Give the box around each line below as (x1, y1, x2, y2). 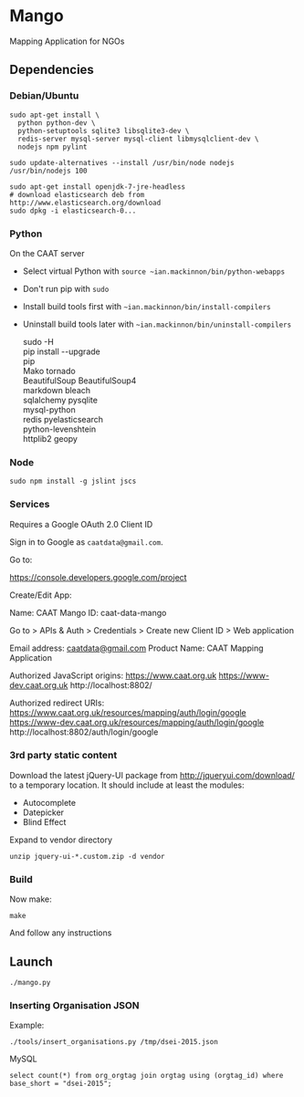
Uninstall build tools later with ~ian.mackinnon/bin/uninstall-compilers (22, 319, 292, 329)
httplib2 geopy (22, 433, 78, 444)
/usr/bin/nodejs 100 (9, 166, 89, 175)
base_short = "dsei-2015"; (9, 1079, 112, 1089)
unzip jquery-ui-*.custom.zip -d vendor (9, 851, 166, 861)
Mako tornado (22, 365, 76, 376)
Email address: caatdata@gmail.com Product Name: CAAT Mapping (9, 643, 264, 653)
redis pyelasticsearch (22, 413, 103, 424)
